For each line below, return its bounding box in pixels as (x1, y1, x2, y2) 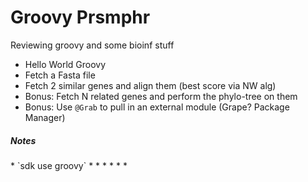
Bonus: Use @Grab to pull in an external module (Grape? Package (24, 101, 290, 113)
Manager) (24, 111, 66, 123)
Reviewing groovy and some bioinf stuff (10, 39, 175, 51)
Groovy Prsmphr (10, 6, 151, 29)
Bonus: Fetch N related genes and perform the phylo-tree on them (24, 90, 298, 102)
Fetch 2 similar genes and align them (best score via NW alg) (24, 79, 277, 91)
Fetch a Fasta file (24, 69, 96, 81)
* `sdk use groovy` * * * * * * (10, 159, 128, 171)
